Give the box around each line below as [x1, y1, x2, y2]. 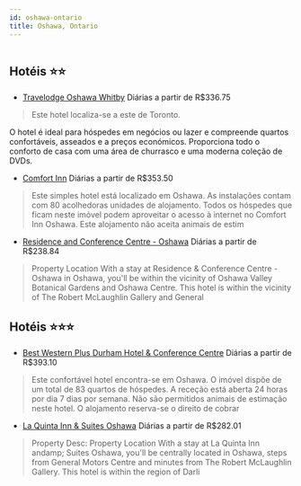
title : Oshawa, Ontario [9, 22, 99, 31]
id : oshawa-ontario [9, 13, 83, 22]
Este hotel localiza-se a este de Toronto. [31, 110, 181, 120]
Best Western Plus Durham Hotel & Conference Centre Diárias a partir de [22, 348, 292, 358]
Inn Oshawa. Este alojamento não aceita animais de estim [31, 219, 244, 230]
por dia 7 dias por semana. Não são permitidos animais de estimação [31, 393, 288, 404]
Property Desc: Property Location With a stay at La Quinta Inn [31, 437, 261, 449]
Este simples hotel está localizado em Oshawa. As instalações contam [31, 190, 292, 201]
